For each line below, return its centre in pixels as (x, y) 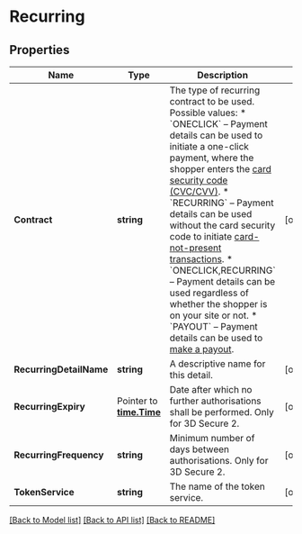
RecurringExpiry (49, 407)
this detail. (191, 375)
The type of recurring (215, 90)
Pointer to (137, 401)
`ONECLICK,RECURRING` (222, 270)
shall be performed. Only (222, 412)
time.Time (139, 412)
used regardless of (209, 293)
